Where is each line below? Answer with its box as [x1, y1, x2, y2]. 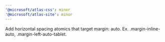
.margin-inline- [129, 25, 160, 31]
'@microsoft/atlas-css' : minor [5, 7, 70, 12]
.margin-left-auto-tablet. [16, 31, 67, 37]
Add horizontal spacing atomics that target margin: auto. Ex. [5, 25, 129, 31]
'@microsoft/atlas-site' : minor [5, 12, 72, 17]
